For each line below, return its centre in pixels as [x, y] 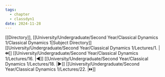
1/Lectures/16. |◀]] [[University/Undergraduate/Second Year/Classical [77, 59]
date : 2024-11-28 [23, 23]
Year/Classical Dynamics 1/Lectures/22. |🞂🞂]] [50, 69]
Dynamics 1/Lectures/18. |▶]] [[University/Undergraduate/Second [73, 64]
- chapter [20, 14]
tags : [11, 10]
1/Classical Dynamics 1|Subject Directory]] [48, 43]
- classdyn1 [22, 19]
